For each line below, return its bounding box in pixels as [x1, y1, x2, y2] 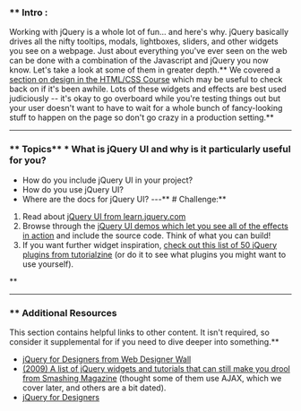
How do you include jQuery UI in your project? [21, 175, 193, 185]
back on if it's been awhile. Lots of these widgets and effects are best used [9, 83, 287, 95]
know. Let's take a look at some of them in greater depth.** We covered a [9, 64, 280, 75]
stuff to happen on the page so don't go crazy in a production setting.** [9, 112, 275, 123]
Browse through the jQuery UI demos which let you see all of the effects [21, 220, 288, 231]
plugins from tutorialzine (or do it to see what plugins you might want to [21, 249, 287, 260]
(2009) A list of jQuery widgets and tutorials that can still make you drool [21, 363, 291, 373]
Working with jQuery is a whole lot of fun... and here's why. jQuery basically [9, 27, 289, 38]
